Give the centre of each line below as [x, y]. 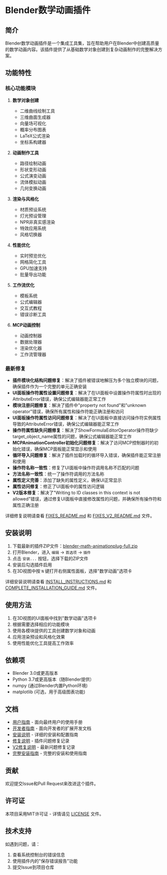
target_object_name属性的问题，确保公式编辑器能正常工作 [72, 436]
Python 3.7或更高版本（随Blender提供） [53, 679]
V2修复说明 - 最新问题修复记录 [44, 747]
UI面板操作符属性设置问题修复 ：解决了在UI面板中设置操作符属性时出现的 [87, 393]
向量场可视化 [33, 123]
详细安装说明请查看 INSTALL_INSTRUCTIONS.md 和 [59, 581]
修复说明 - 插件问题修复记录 [41, 741]
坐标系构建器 [33, 142]
